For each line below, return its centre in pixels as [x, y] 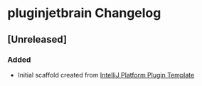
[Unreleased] [37, 39]
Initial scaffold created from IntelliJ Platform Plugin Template [106, 75]
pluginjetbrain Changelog [84, 13]
